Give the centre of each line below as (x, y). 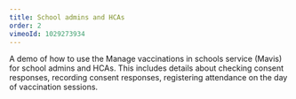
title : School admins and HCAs (67, 17)
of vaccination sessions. (54, 87)
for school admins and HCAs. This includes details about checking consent (147, 68)
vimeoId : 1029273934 (48, 34)
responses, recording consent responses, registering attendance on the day (148, 78)
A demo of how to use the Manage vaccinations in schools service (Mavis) (146, 59)
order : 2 (25, 26)
